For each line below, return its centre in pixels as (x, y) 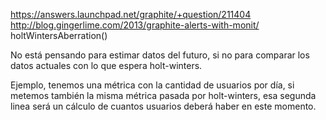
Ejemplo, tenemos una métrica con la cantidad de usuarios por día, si (152, 85)
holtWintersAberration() (59, 35)
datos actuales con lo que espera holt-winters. (106, 65)
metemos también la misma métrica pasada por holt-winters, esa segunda (163, 95)
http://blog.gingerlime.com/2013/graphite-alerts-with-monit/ (135, 25)
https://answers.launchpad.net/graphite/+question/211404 (131, 14)
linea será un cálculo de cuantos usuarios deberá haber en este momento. (163, 106)
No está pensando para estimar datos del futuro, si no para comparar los (160, 55)
